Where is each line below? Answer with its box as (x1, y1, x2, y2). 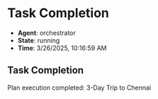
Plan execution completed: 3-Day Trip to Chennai (7, 83, 151, 92)
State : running (17, 36, 60, 44)
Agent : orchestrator (17, 28, 77, 37)
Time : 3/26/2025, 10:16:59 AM (17, 43, 107, 52)
